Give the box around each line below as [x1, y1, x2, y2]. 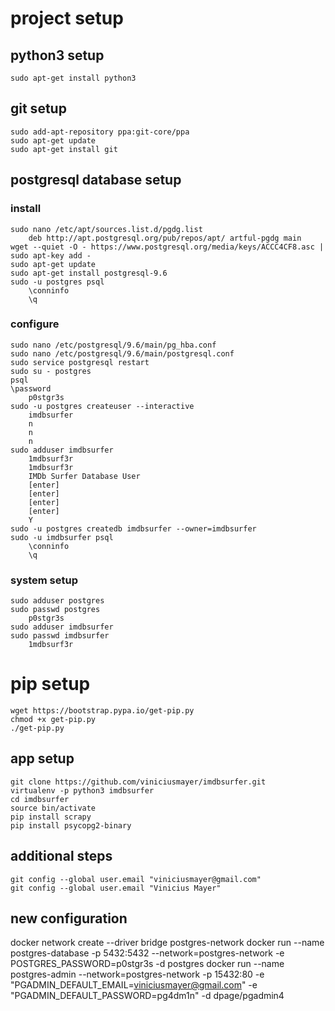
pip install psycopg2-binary [10, 820, 132, 831]
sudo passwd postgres [10, 605, 101, 615]
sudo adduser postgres [10, 596, 105, 606]
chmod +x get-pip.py [10, 715, 97, 725]
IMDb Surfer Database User [28, 471, 141, 481]
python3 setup [10, 47, 105, 64]
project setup [10, 7, 124, 30]
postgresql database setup [10, 172, 182, 189]
